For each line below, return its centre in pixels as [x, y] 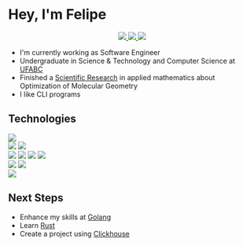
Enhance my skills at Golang [65, 217]
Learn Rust [37, 225]
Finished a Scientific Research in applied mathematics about [117, 77]
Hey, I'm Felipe [57, 15]
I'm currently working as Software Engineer [90, 52]
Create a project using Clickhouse [74, 233]
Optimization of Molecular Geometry [79, 86]
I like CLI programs [50, 94]
